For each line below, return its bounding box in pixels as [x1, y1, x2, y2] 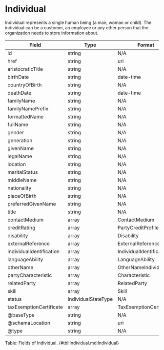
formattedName [7, 113, 44, 120]
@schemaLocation [7, 319, 50, 326]
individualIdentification [7, 248, 60, 255]
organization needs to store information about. [5, 30, 99, 36]
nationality [7, 185, 32, 191]
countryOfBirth [7, 82, 42, 88]
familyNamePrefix [7, 105, 49, 112]
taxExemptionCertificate [7, 304, 63, 310]
